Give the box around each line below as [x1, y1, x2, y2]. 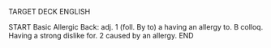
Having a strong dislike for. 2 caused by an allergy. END [8, 31, 194, 40]
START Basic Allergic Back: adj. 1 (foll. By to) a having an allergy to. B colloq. [8, 22, 264, 31]
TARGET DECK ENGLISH [8, 7, 91, 16]
